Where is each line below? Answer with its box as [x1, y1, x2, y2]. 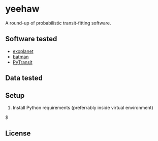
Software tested [5, 35, 57, 43]
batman [12, 53, 29, 60]
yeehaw [5, 3, 40, 15]
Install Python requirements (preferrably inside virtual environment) [12, 104, 153, 110]
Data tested [5, 74, 43, 82]
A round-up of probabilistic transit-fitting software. [5, 20, 111, 26]
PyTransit [12, 59, 33, 65]
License [5, 129, 31, 138]
